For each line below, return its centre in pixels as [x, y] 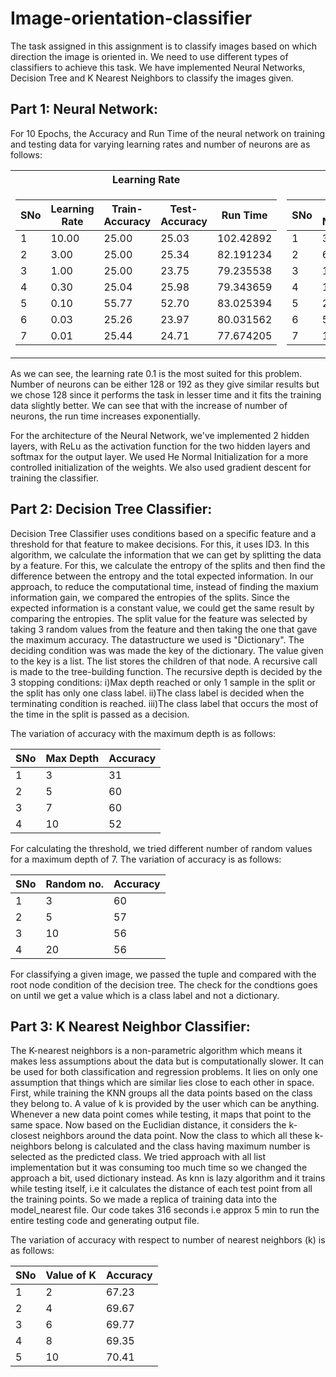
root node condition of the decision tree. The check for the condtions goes [164, 984]
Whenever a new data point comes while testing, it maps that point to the [161, 1114]
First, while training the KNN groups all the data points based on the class [161, 1093]
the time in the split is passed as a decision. [100, 714]
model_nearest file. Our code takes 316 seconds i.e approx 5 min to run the [165, 1210]
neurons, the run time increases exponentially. [105, 416]
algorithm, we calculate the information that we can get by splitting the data [166, 554]
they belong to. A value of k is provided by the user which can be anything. [165, 1104]
